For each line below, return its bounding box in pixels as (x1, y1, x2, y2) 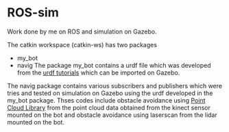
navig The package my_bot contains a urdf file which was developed (16, 61, 211, 69)
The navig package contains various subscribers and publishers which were (7, 81, 223, 90)
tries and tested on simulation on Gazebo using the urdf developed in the (7, 89, 213, 97)
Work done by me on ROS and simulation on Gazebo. (7, 27, 158, 36)
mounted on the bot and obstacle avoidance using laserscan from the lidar (7, 111, 217, 119)
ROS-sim (7, 5, 60, 21)
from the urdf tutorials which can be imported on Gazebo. (16, 68, 180, 77)
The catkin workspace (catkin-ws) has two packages (7, 40, 158, 49)
